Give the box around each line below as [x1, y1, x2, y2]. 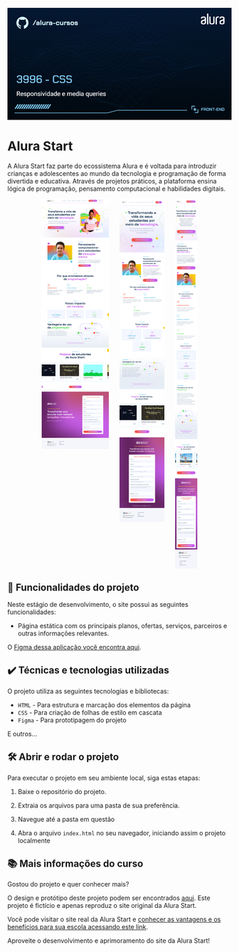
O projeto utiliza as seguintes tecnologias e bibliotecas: [7, 687, 169, 695]
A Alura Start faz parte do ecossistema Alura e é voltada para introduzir [7, 162, 217, 170]
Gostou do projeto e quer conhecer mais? [7, 880, 129, 889]
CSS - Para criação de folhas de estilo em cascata [17, 708, 162, 716]
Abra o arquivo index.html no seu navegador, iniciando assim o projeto [17, 828, 226, 837]
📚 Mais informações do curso [7, 858, 144, 870]
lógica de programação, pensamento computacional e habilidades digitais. [7, 184, 226, 193]
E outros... [7, 729, 38, 738]
